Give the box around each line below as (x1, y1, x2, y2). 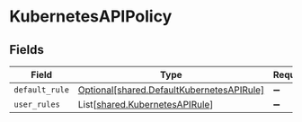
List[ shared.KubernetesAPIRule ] (77, 99, 214, 110)
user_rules (13, 100, 60, 109)
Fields (9, 42, 45, 57)
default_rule (13, 85, 70, 95)
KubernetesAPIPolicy (9, 6, 173, 27)
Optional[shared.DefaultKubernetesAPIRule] (77, 83, 265, 96)
